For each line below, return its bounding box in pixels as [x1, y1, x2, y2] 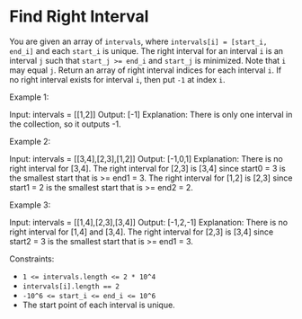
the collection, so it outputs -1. [9, 119, 121, 129]
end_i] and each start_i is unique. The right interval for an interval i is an [9, 45, 284, 56]
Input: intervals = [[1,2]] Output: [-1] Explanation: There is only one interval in [9, 109, 293, 120]
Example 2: [9, 136, 51, 146]
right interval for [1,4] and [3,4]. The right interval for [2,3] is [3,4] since [9, 226, 274, 237]
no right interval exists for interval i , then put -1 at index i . [9, 74, 226, 84]
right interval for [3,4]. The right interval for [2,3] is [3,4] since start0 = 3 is [9, 163, 286, 173]
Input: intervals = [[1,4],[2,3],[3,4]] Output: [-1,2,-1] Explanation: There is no [9, 217, 289, 227]
